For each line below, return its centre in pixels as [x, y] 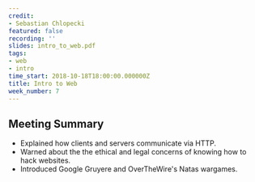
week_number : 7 [34, 91]
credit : [21, 16]
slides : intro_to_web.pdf [52, 46]
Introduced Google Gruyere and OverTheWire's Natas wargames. [129, 169]
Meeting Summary [56, 123]
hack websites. [45, 161]
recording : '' [32, 38]
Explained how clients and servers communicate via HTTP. [118, 143]
